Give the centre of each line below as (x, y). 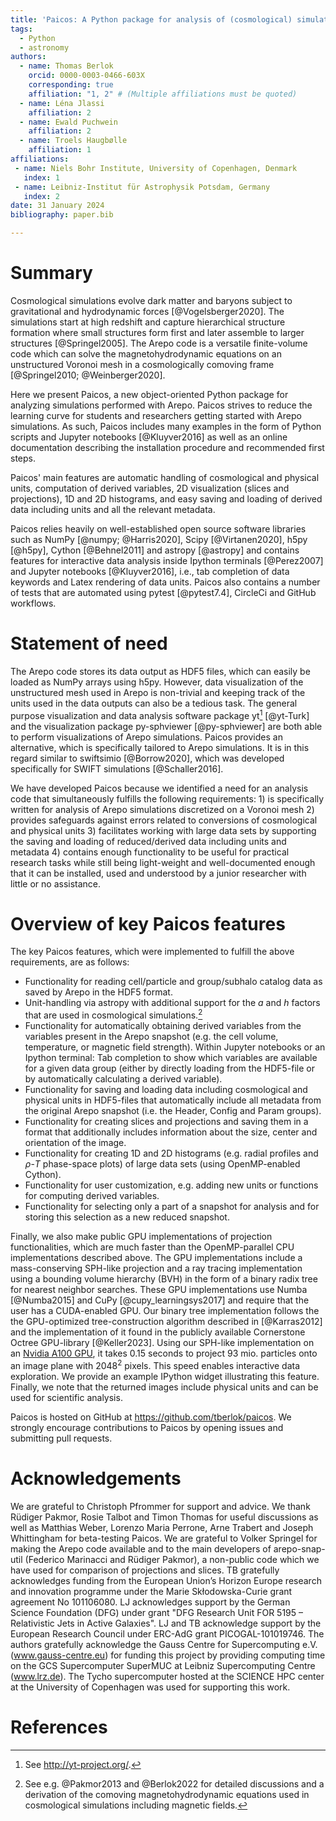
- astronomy (44, 47)
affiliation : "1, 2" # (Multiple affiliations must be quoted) (163, 94)
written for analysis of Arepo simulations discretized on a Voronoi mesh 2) (162, 809)
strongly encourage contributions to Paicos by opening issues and (147, 1427)
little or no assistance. (56, 883)
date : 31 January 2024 (57, 206)
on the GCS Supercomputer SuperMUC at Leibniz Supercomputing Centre (163, 1665)
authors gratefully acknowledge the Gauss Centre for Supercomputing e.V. (164, 1644)
